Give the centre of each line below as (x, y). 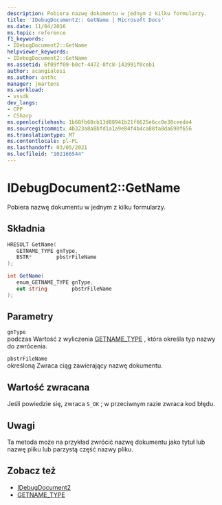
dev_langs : (23, 103)
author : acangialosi (37, 71)
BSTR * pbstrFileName (56, 257)
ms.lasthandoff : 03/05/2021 (47, 148)
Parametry (30, 317)
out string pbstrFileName (64, 289)
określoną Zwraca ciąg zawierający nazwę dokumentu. (85, 366)
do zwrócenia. (27, 346)
